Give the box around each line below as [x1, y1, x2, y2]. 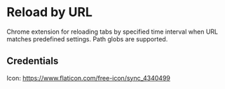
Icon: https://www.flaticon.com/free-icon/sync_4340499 [6, 74, 171, 82]
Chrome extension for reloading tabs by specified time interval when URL [6, 27, 219, 36]
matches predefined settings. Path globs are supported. [6, 34, 168, 43]
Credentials [6, 55, 59, 67]
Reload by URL [6, 4, 93, 20]
